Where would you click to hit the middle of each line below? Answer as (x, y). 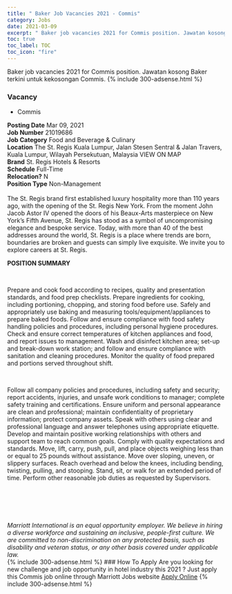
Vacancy (22, 97)
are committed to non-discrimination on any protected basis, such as (106, 540)
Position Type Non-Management (54, 184)
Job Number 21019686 (40, 132)
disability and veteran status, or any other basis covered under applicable (113, 547)
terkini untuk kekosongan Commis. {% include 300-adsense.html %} (105, 79)
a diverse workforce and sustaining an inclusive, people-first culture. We (111, 533)
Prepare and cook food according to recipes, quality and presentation (106, 290)
